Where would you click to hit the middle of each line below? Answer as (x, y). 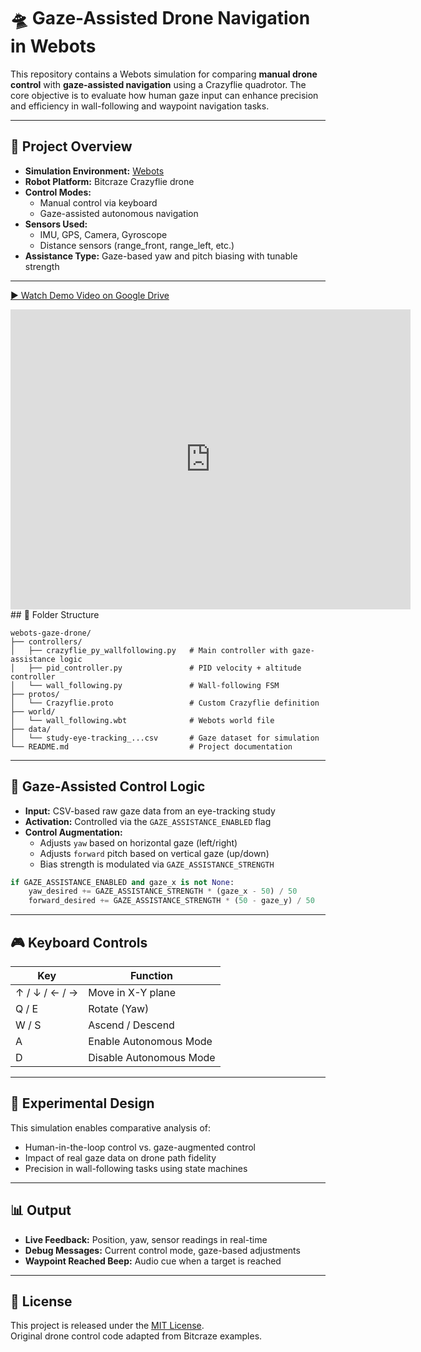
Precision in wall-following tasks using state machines (136, 1168)
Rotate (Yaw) (119, 1008)
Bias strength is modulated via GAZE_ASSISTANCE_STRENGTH (157, 864)
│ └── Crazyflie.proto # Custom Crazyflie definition (165, 703)
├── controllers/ (46, 641)
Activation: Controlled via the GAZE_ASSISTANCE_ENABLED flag (148, 821)
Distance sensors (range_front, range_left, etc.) (137, 245)
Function (151, 975)
